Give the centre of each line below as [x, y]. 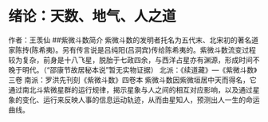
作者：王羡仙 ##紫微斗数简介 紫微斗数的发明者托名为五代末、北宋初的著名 [130, 40]
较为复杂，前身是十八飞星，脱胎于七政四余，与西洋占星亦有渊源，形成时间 [130, 60]
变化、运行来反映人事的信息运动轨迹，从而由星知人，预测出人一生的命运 [141, 100]
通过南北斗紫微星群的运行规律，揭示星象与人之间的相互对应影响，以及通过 [130, 89]
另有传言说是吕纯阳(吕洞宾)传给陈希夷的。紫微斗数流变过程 [160, 49]
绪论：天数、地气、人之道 [93, 16]
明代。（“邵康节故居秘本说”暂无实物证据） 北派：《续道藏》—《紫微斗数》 [140, 69]
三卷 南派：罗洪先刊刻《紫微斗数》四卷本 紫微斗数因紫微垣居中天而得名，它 [132, 80]
